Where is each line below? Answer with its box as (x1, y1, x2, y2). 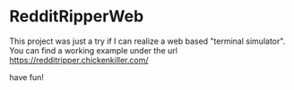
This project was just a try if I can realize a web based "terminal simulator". (9, 36, 286, 46)
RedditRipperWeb (9, 6, 144, 27)
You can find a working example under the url (9, 45, 177, 55)
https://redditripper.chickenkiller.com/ (9, 54, 149, 65)
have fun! (9, 71, 45, 82)
